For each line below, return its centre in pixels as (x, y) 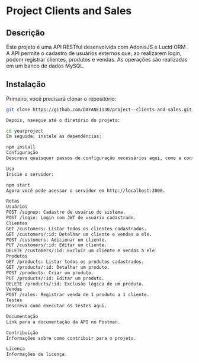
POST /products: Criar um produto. (50, 273)
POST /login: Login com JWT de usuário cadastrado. (71, 218)
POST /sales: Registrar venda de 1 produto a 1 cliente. (78, 295)
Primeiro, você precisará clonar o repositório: (61, 98)
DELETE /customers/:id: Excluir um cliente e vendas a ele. (82, 251)
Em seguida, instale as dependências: (54, 136)
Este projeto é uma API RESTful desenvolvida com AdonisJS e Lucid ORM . (97, 47)
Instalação (26, 84)
